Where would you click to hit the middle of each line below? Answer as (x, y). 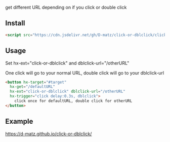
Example (19, 121)
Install (15, 23)
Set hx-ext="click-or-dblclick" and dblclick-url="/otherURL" (67, 63)
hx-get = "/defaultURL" (33, 87)
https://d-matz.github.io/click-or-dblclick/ (49, 133)
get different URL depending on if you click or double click (66, 7)
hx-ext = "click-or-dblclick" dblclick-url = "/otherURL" (68, 92)
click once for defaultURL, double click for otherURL (73, 101)
